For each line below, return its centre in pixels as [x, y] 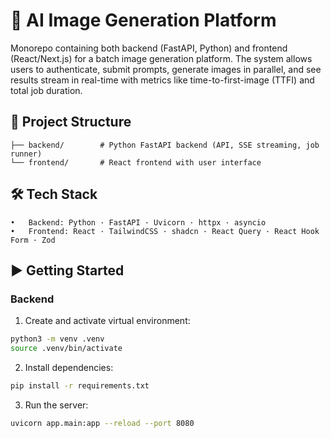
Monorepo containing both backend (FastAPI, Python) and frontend [149, 48]
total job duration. [46, 90]
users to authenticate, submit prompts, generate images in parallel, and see [166, 69]
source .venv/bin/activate [66, 349]
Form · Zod [33, 240]
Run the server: [56, 405]
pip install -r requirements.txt [80, 386]
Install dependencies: [69, 367]
